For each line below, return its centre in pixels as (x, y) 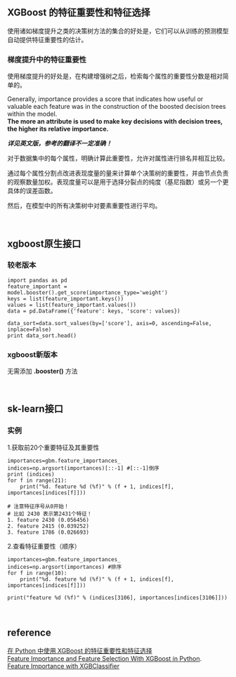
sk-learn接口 (35, 409)
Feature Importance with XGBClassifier (64, 666)
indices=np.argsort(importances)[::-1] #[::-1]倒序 (83, 468)
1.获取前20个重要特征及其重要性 (53, 447)
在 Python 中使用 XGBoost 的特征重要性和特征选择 (80, 650)
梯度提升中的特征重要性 (47, 60)
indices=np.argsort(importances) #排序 (65, 567)
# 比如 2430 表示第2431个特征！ (50, 514)
